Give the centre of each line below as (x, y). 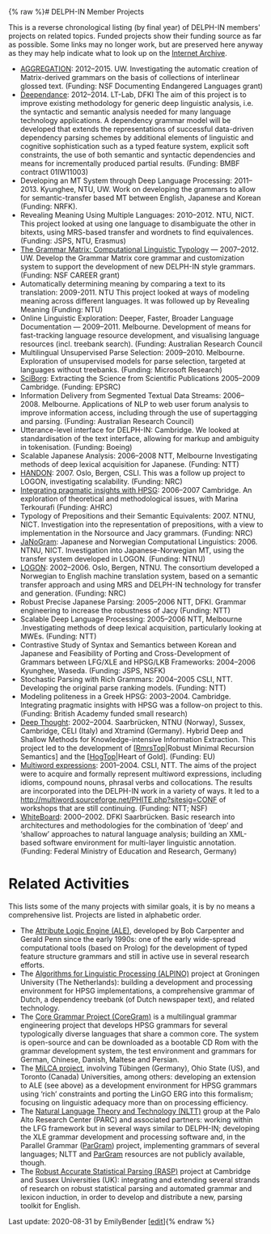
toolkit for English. (50, 1206)
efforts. (32, 965)
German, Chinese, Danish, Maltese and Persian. (100, 1059)
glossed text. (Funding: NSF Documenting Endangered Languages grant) (141, 86)
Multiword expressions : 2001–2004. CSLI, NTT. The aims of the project (138, 765)
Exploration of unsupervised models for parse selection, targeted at (133, 361)
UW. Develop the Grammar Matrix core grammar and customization (132, 258)
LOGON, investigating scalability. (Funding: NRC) (102, 481)
